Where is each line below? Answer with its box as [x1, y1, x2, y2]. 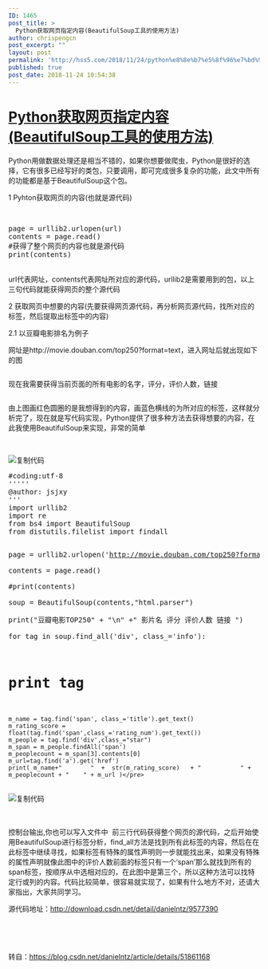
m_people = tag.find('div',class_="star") [8, 735, 152, 744]
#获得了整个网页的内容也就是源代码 [8, 241, 125, 250]
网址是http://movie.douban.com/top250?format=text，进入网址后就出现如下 [8, 345, 258, 355]
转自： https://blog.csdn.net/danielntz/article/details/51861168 [8, 951, 211, 961]
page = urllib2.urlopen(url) [8, 224, 122, 233]
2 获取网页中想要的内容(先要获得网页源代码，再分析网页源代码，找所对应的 [8, 301, 255, 311]
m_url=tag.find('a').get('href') [8, 757, 120, 765]
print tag [8, 674, 85, 691]
